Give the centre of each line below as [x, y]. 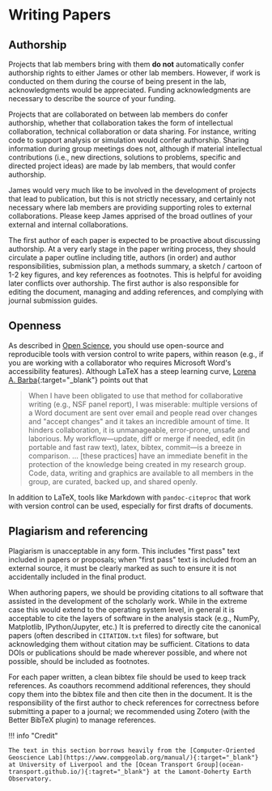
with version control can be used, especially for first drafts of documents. [131, 506]
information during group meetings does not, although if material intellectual [136, 149]
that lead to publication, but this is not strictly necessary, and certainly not [132, 199]
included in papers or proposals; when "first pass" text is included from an [132, 559]
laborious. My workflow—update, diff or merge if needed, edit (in [136, 438]
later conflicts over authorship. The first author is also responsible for [124, 283]
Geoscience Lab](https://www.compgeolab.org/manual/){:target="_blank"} [134, 757]
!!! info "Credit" [33, 735]
